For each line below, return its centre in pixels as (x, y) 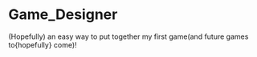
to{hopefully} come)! (43, 44)
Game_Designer (63, 15)
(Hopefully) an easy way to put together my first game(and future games (128, 36)
